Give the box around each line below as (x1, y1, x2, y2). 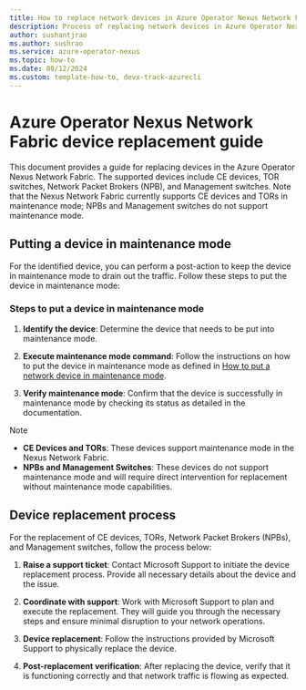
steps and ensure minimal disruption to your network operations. (22, 615, 266, 626)
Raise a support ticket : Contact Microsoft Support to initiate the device (22, 559, 290, 570)
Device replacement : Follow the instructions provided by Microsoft (22, 633, 275, 644)
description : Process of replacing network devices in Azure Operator (9, 22, 283, 31)
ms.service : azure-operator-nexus (9, 47, 141, 57)
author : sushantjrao (9, 30, 88, 39)
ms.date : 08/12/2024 (9, 65, 88, 74)
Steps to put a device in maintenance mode (9, 303, 205, 315)
